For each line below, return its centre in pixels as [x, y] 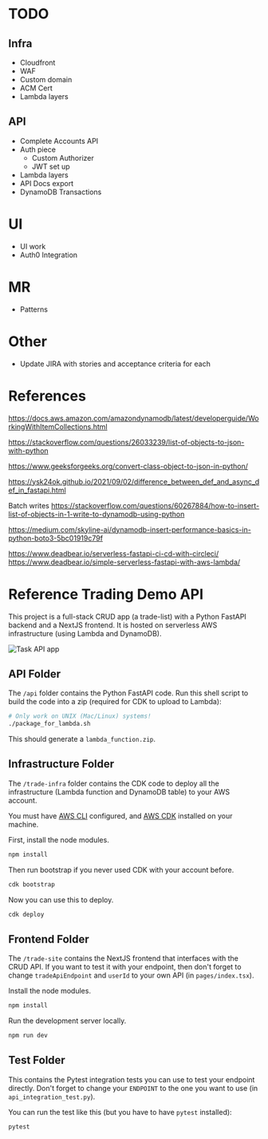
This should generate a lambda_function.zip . [82, 739]
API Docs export [47, 183]
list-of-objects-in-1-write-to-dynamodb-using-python [97, 514]
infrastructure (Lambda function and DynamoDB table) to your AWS [119, 791]
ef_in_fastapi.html [37, 490]
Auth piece [37, 149]
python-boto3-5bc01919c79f [56, 538]
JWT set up [51, 166]
